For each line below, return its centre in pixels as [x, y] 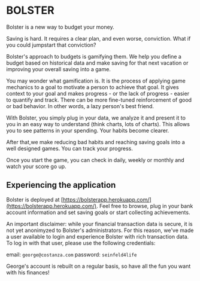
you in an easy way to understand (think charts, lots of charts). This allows [98, 124]
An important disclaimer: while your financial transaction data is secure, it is [99, 224]
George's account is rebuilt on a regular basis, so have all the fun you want [99, 266]
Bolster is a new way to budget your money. [60, 27]
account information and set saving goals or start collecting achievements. [98, 212]
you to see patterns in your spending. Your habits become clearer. [88, 130]
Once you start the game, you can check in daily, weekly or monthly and [95, 160]
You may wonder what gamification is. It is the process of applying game [96, 81]
